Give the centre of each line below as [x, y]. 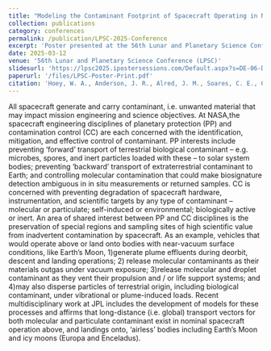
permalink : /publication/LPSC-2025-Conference [88, 38]
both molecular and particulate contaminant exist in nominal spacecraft [126, 320]
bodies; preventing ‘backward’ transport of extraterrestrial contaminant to [131, 166]
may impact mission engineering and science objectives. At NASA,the [124, 115]
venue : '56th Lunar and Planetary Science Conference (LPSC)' [115, 61]
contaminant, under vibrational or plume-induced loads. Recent [114, 295]
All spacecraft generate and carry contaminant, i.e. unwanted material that [132, 107]
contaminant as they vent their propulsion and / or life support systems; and [134, 278]
